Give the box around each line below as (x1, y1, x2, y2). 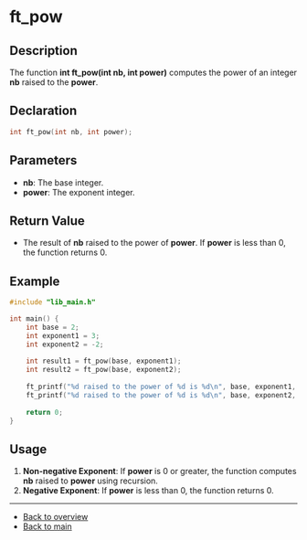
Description (9, 43, 78, 58)
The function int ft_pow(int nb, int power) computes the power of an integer (9, 67, 298, 78)
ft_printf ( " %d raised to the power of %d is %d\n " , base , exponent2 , (26, 390, 297, 399)
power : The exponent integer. (22, 186, 135, 197)
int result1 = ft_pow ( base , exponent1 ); (26, 356, 182, 366)
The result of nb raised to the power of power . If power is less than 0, (22, 238, 286, 249)
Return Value (9, 213, 85, 228)
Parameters (9, 153, 78, 168)
